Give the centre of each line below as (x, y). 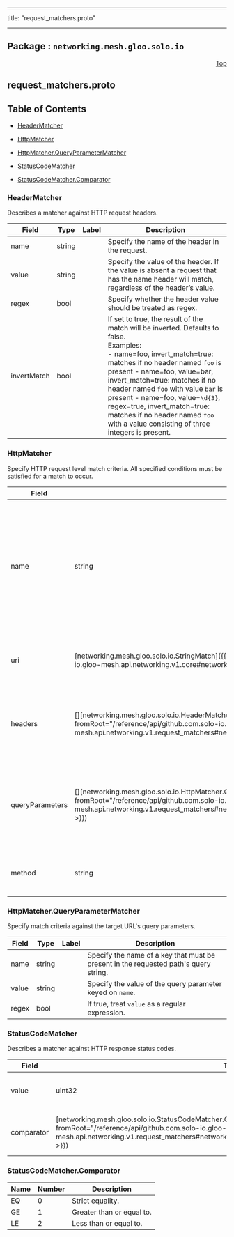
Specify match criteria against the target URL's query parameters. (101, 926)
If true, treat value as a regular (136, 1004)
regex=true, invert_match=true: (159, 406)
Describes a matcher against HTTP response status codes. (92, 1049)
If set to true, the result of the (155, 319)
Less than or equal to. (107, 1223)
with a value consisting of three (159, 424)
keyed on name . (111, 992)
